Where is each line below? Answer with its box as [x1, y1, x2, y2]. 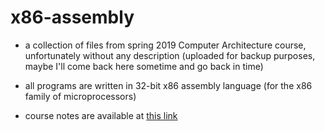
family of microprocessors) [24, 90, 137, 102]
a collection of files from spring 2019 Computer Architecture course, [24, 39, 307, 51]
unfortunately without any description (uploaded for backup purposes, [24, 49, 316, 61]
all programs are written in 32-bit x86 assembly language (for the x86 [24, 79, 313, 91]
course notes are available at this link [24, 109, 178, 121]
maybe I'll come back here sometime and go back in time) [24, 60, 264, 72]
